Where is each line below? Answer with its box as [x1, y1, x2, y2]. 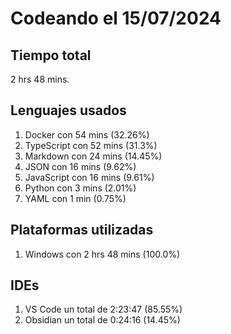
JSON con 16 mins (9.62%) [24, 160, 137, 172]
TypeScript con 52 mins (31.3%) [24, 139, 158, 151]
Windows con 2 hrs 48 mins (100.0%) [24, 248, 181, 260]
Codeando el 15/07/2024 [10, 7, 222, 30]
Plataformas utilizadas [10, 222, 154, 239]
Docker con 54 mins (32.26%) [24, 128, 150, 141]
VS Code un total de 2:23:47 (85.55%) [24, 303, 183, 316]
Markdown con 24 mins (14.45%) [24, 150, 163, 162]
